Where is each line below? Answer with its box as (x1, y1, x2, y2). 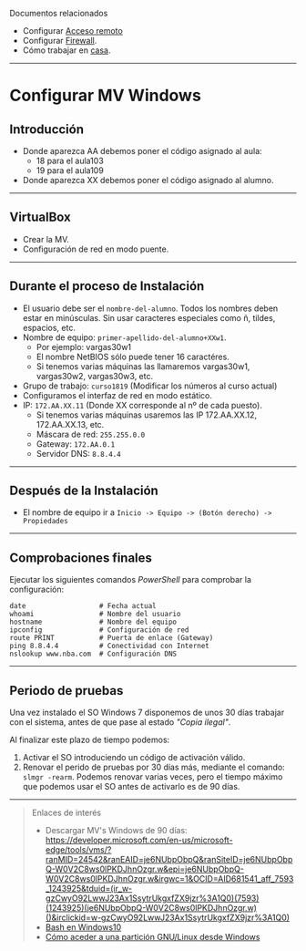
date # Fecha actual (9, 602, 157, 611)
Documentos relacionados (9, 8, 108, 18)
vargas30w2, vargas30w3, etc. (36, 370, 153, 381)
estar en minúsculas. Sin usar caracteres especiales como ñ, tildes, (22, 312, 276, 323)
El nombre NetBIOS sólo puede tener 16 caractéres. (36, 351, 229, 362)
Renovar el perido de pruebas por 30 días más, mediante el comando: (22, 761, 285, 773)
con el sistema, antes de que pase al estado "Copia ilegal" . (9, 717, 231, 728)
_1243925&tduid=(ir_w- (45, 884, 133, 894)
